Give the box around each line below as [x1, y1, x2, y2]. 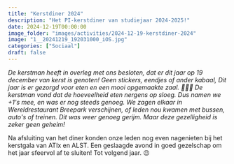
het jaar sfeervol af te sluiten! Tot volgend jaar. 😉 [8, 148, 150, 157]
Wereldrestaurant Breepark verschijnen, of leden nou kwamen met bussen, [8, 105, 225, 114]
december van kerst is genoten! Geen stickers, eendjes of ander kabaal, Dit [8, 75, 227, 84]
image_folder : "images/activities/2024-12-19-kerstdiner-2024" [8, 29, 197, 37]
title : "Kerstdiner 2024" [8, 10, 83, 17]
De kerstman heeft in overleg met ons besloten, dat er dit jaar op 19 [8, 68, 203, 77]
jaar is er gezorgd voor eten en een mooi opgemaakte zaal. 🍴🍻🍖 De [8, 83, 203, 91]
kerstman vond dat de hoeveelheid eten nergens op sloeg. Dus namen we [8, 90, 221, 98]
